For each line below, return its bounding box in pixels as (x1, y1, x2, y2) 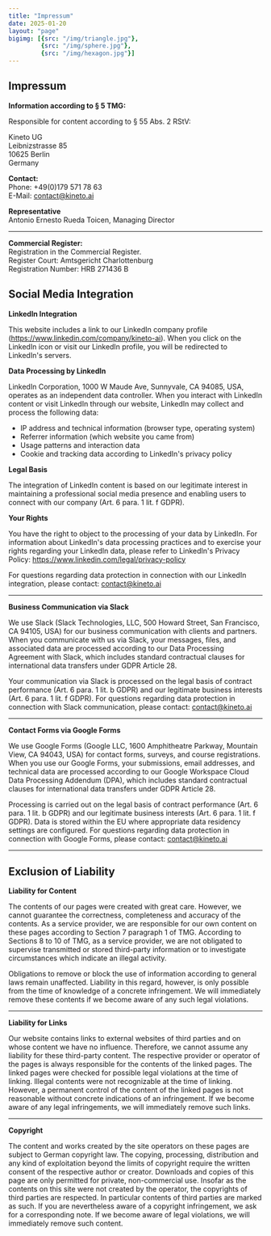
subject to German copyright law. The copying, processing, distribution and (8, 1150, 260, 1160)
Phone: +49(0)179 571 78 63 (8, 182, 102, 192)
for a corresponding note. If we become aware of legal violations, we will (8, 1210, 250, 1220)
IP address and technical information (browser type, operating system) (19, 423, 256, 432)
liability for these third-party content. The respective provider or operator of (8, 1051, 261, 1061)
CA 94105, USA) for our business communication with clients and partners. (8, 626, 258, 635)
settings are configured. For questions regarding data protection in (8, 825, 230, 835)
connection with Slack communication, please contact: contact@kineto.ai (8, 702, 252, 711)
